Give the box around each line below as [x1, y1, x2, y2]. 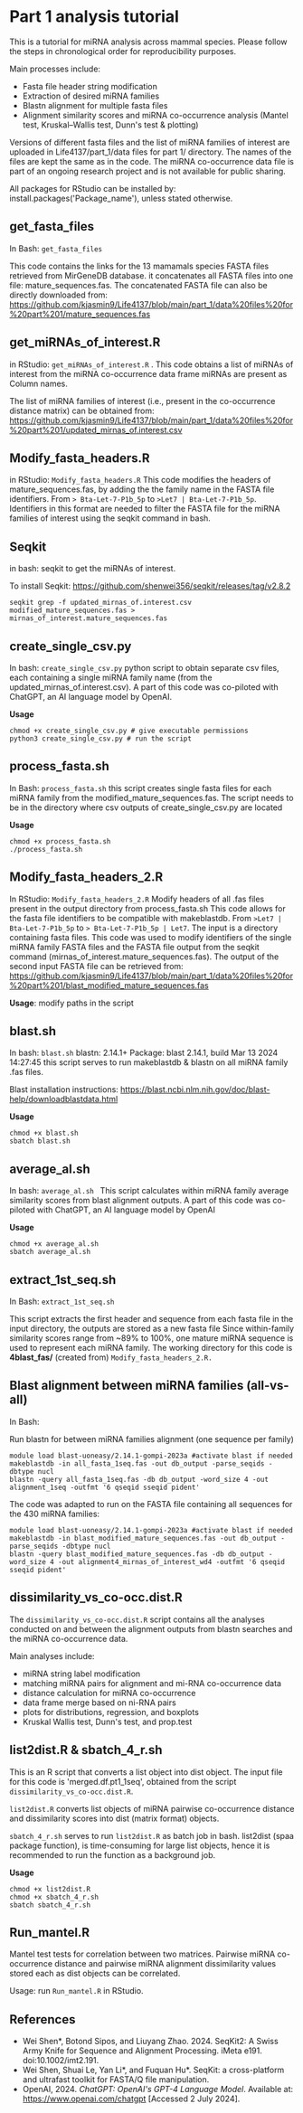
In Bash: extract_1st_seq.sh [9, 1296, 115, 1307]
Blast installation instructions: [9, 1084, 119, 1095]
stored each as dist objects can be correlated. [9, 1968, 181, 1979]
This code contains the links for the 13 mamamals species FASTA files [9, 260, 270, 271]
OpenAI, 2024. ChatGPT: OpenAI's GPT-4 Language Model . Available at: [22, 2084, 294, 2095]
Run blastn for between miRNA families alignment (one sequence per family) [9, 1433, 294, 1444]
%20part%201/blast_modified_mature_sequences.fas [9, 979, 210, 991]
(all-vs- [245, 1378, 289, 1393]
